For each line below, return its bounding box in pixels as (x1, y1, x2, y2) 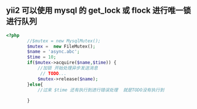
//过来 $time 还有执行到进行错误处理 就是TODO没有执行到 (37, 87, 165, 93)
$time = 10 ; (27, 54, 57, 60)
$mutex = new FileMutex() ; (27, 43, 96, 49)
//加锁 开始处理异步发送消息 (37, 65, 98, 71)
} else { (27, 81, 43, 87)
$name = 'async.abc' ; (27, 49, 80, 54)
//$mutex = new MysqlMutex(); (27, 38, 101, 44)
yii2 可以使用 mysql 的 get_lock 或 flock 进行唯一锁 (6, 5, 191, 16)
